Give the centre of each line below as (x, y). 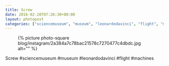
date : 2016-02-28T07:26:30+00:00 (40, 14)
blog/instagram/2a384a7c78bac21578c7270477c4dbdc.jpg (79, 43)
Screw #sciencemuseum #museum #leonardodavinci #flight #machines (80, 58)
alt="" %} (28, 48)
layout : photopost (24, 19)
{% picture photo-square (44, 38)
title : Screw (19, 10)
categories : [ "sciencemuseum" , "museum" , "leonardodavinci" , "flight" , (82, 24)
